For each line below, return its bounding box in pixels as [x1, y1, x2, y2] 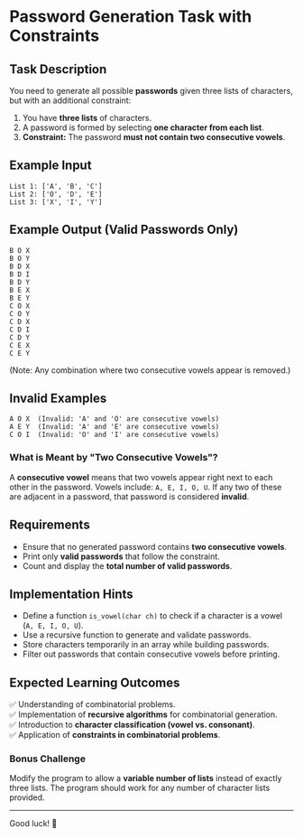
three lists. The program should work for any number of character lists [9, 783, 271, 794]
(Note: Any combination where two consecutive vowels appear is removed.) [9, 364, 291, 376]
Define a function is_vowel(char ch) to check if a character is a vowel [22, 610, 282, 621]
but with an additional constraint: [9, 95, 132, 106]
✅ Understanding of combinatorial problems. [9, 699, 176, 710]
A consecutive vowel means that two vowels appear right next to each [9, 471, 273, 482]
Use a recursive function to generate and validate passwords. [22, 629, 252, 640]
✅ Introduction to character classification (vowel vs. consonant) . [9, 720, 255, 731]
